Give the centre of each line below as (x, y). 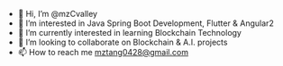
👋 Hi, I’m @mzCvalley (57, 14)
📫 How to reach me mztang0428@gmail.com (103, 52)
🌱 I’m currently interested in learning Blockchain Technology (129, 33)
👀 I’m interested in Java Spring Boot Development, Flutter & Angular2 (146, 23)
